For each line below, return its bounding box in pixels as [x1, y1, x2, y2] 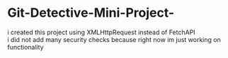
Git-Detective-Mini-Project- [7, 5, 175, 21]
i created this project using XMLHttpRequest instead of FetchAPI [7, 28, 196, 36]
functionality [7, 43, 44, 51]
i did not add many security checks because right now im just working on [7, 35, 221, 43]
